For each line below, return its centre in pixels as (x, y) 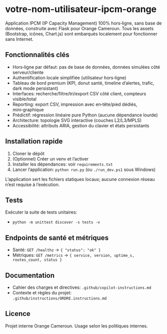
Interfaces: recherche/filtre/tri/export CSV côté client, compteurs (79, 93)
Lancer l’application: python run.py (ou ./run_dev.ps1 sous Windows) (84, 170)
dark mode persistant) (35, 88)
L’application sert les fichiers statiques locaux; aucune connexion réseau (80, 179)
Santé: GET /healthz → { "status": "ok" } (56, 250)
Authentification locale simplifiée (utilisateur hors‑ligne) (69, 77)
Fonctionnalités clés (37, 55)
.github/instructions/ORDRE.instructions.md (59, 298)
